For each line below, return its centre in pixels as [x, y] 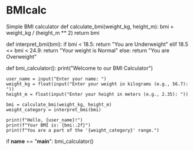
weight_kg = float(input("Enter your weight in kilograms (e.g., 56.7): [97, 84]
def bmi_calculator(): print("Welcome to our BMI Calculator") [80, 68]
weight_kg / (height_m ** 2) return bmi [53, 32]
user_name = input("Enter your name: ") [57, 79]
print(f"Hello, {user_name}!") [45, 120]
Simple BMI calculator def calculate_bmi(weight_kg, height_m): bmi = [90, 26]
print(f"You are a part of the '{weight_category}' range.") [83, 130]
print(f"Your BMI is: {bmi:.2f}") [49, 125]
